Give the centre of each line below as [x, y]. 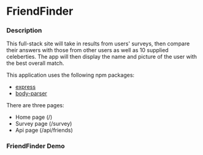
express [25, 87]
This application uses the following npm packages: [71, 75]
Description [24, 31]
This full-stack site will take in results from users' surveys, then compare [98, 43]
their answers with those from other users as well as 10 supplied [87, 50]
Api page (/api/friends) [44, 130]
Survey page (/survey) [44, 124]
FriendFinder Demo [36, 146]
